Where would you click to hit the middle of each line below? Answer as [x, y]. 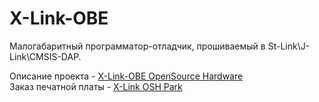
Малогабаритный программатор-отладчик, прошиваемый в [137, 46]
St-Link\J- [289, 46]
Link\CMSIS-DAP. [45, 56]
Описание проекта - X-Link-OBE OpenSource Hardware [126, 76]
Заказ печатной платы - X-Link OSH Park [96, 86]
